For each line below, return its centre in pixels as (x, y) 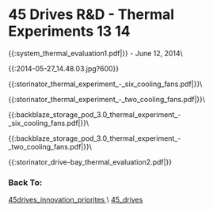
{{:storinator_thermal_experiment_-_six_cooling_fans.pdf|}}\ (105, 84)
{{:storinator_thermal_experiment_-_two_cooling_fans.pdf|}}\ (107, 99)
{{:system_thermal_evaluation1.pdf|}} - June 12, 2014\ (96, 53)
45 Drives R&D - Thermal (91, 15)
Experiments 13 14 (69, 31)
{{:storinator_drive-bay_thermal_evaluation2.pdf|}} (90, 162)
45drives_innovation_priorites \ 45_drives (76, 200)
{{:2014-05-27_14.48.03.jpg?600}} (64, 68)
